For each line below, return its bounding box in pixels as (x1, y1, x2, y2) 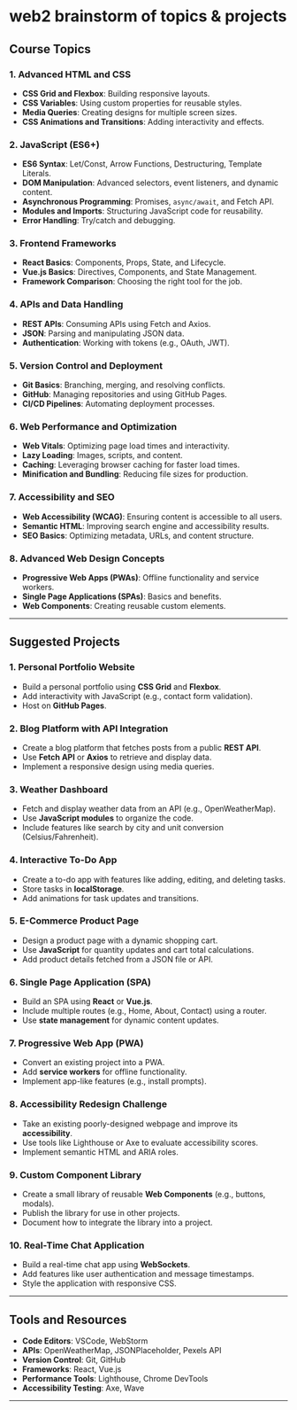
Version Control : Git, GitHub (21, 1354, 126, 1366)
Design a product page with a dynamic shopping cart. (21, 935, 218, 946)
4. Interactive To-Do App (9, 853, 118, 866)
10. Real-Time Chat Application (9, 1239, 145, 1251)
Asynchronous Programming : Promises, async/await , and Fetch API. (21, 197, 274, 207)
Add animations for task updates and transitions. (21, 892, 199, 903)
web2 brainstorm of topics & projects (9, 6, 287, 27)
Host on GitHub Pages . (21, 700, 107, 711)
